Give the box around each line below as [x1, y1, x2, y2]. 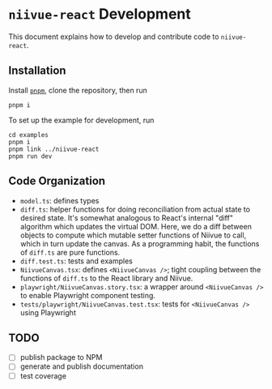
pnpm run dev [8, 152, 53, 160]
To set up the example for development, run [8, 115, 155, 125]
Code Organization [8, 174, 106, 188]
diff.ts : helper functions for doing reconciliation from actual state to [19, 204, 251, 214]
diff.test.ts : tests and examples [19, 256, 134, 266]
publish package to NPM [19, 353, 103, 362]
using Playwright [19, 307, 77, 317]
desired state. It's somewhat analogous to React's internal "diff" [19, 212, 233, 223]
